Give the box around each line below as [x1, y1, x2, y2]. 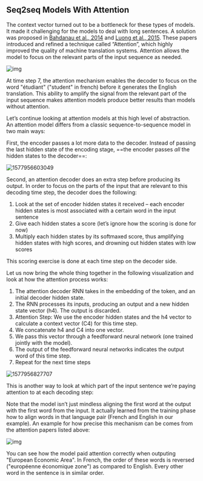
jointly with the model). [15, 339, 73, 346]
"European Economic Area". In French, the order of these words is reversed [6, 456, 195, 463]
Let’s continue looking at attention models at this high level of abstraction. [6, 114, 190, 122]
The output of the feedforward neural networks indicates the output [15, 345, 185, 353]
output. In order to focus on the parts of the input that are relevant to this [6, 182, 188, 189]
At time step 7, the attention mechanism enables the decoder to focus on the [6, 77, 197, 84]
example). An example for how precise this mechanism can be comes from [6, 420, 193, 427]
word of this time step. [15, 352, 72, 359]
